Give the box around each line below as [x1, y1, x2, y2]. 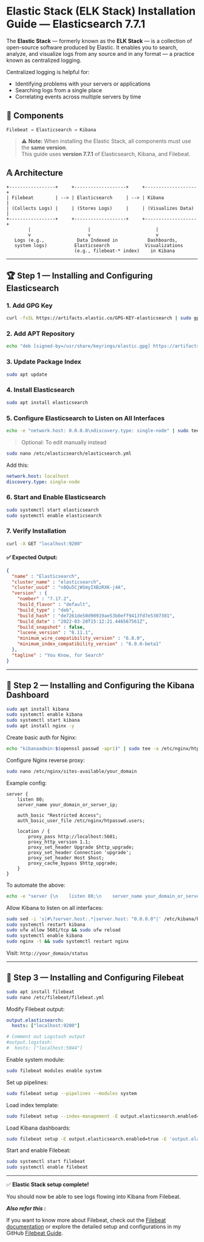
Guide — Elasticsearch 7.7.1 [6, 17, 146, 31]
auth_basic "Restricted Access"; [17, 812, 102, 818]
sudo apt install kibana [6, 706, 69, 712]
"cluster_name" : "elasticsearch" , [12, 579, 102, 585]
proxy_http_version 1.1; [28, 839, 91, 845]
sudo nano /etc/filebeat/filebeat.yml [6, 994, 104, 1000]
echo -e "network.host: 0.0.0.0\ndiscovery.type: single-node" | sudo [6, 427, 189, 433]
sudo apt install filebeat [6, 988, 75, 995]
